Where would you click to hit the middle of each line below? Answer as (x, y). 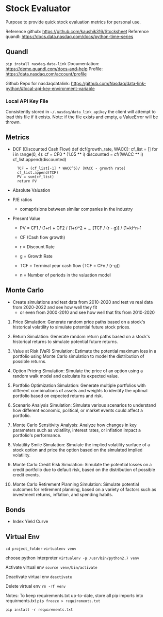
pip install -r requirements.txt (39, 610)
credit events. (26, 474)
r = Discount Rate (37, 247)
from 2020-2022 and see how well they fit (55, 307)
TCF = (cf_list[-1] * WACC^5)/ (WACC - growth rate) (72, 168)
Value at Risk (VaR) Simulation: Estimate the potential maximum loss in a (84, 351)
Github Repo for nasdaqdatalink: (38, 83)
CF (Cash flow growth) (42, 237)
